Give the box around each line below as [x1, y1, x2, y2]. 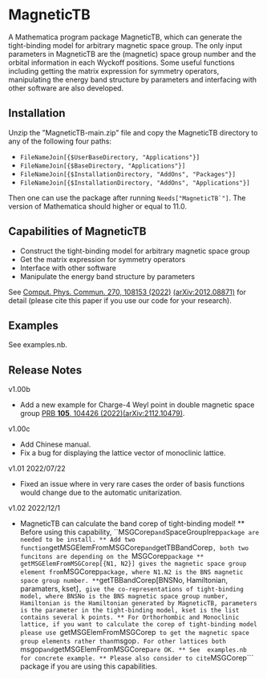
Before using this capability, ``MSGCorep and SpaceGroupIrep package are [19, 527, 259, 537]
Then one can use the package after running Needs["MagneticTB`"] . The [8, 192, 246, 202]
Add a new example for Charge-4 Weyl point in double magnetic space [19, 400, 255, 410]
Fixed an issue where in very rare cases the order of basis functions [19, 479, 245, 489]
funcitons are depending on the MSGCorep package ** [19, 552, 204, 561]
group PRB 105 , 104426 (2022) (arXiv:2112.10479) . [19, 409, 185, 418]
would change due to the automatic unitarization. [19, 487, 182, 498]
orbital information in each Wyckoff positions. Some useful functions [8, 58, 235, 67]
